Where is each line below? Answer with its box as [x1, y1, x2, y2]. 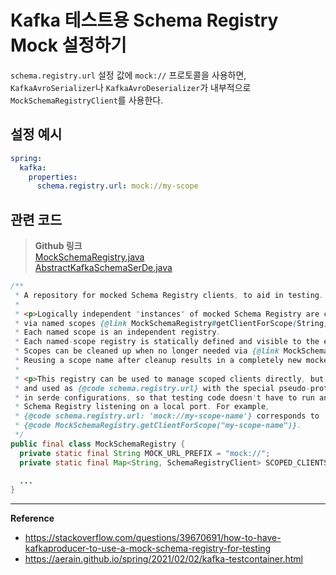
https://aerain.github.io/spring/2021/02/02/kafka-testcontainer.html [24, 553, 303, 565]
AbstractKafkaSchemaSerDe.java [34, 262, 173, 274]
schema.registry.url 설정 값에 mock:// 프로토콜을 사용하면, [10, 69, 247, 81]
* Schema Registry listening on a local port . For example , [14, 402, 271, 412]
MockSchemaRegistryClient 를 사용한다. [10, 94, 164, 106]
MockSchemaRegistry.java [34, 251, 145, 263]
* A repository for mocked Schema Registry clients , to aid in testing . [14, 290, 325, 300]
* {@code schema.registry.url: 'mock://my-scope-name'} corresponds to [14, 411, 320, 421]
